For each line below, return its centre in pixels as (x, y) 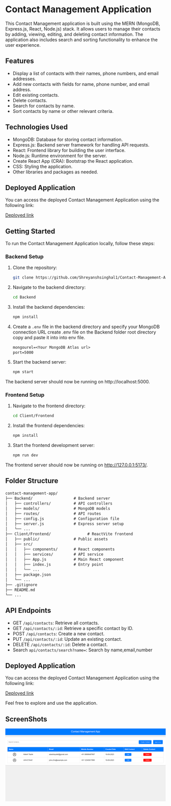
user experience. (23, 45)
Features (20, 61)
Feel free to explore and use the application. (51, 703)
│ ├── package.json (28, 575)
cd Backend (24, 297)
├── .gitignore (21, 585)
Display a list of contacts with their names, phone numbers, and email (85, 73)
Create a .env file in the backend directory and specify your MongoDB (86, 327)
